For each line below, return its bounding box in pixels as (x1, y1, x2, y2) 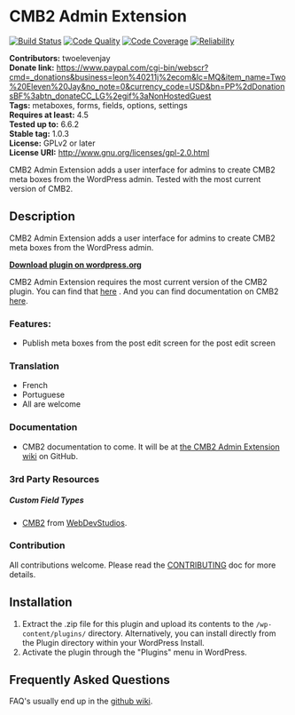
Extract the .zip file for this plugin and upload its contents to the (21, 618, 254, 629)
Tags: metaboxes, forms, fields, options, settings (9, 99, 188, 110)
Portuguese (21, 389, 65, 401)
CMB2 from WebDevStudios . (21, 517, 128, 528)
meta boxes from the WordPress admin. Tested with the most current (9, 173, 261, 184)
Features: (9, 317, 51, 330)
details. (9, 568, 36, 579)
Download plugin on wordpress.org (9, 259, 142, 270)
